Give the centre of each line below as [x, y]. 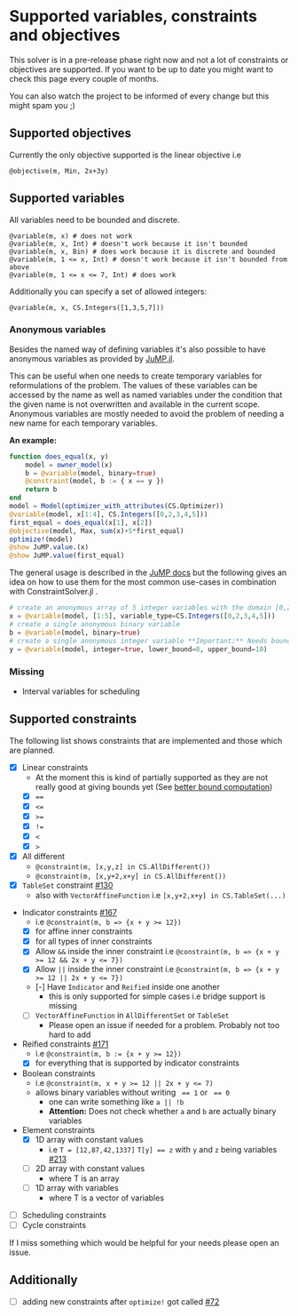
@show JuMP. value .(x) [49, 547]
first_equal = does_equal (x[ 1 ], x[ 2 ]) [81, 522]
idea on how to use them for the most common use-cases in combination [143, 582]
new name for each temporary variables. [83, 423]
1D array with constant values [89, 1139]
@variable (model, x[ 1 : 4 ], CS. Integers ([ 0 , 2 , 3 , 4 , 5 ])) [109, 514]
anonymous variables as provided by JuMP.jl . [92, 358]
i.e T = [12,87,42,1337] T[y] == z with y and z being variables [163, 1149]
